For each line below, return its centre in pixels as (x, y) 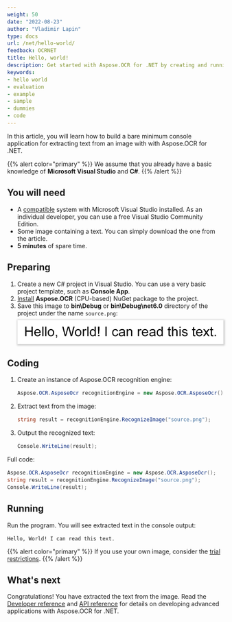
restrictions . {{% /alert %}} (45, 558)
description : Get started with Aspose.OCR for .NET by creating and (107, 65)
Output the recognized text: (56, 433)
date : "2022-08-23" (35, 22)
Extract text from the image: (57, 406)
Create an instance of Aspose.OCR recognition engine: (94, 380)
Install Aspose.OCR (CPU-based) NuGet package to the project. (108, 298)
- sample (20, 101)
